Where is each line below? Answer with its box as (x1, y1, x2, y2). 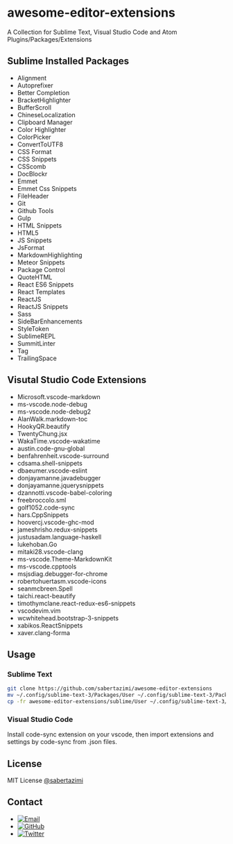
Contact (7, 796, 43, 808)
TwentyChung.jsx (17, 429, 68, 438)
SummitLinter (17, 339, 56, 348)
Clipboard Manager (17, 118, 73, 126)
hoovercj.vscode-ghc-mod (17, 518, 95, 526)
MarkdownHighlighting (17, 251, 83, 259)
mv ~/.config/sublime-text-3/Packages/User (7, 692, 135, 699)
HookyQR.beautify (17, 422, 71, 430)
